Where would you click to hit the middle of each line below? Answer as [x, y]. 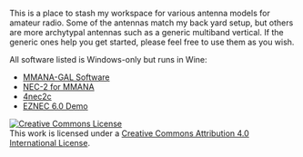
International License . [50, 143]
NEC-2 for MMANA [58, 87]
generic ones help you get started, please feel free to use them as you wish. [152, 42]
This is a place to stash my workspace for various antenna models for [140, 13]
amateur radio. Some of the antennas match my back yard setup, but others [151, 23]
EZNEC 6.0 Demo [55, 106]
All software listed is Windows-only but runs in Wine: [108, 59]
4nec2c [37, 96]
